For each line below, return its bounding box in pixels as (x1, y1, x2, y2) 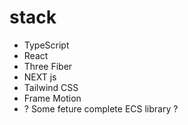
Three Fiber (23, 60, 73, 72)
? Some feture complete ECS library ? (23, 102, 179, 115)
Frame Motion (23, 92, 82, 104)
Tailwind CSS (23, 81, 79, 93)
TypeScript (23, 39, 70, 51)
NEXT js (23, 71, 57, 83)
